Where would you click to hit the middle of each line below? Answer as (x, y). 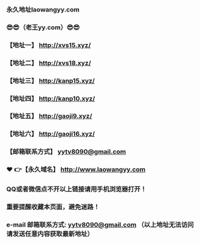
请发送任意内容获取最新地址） (50, 233)
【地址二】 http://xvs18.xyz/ (49, 63)
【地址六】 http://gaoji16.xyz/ (51, 134)
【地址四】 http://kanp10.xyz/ (51, 98)
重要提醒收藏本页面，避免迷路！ (53, 207)
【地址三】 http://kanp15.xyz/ (51, 81)
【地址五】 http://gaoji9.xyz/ (49, 116)
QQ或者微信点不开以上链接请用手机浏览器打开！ (77, 189)
